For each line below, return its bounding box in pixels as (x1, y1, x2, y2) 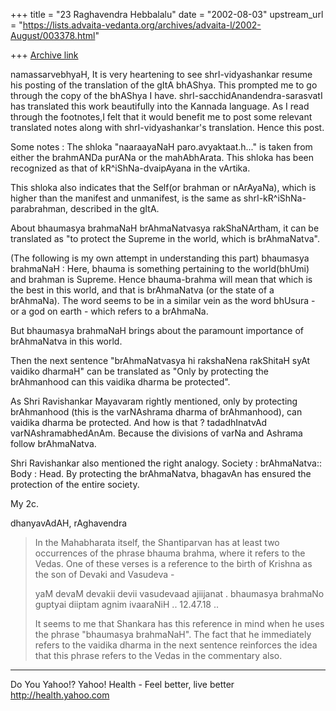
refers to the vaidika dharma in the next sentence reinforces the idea (34, 639, 318, 651)
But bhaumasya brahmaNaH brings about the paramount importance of (10, 325, 305, 336)
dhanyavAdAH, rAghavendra (10, 517, 128, 529)
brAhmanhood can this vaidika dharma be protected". (10, 376, 231, 388)
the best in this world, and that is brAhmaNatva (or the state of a (10, 284, 275, 296)
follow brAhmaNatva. (10, 438, 97, 449)
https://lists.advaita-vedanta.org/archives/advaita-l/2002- (22, 19, 262, 31)
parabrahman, (10, 203, 69, 214)
